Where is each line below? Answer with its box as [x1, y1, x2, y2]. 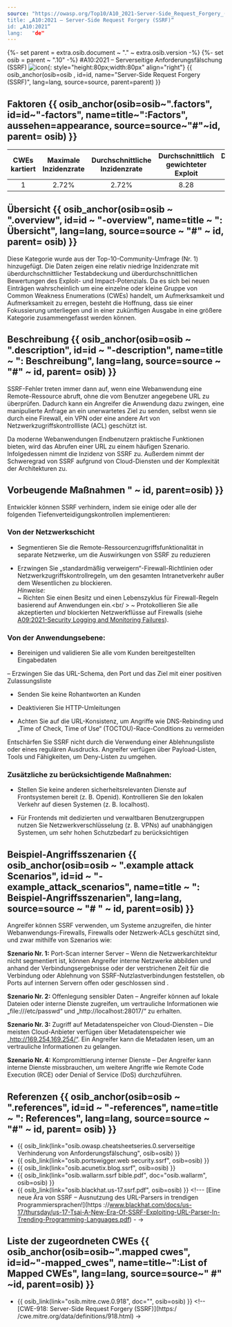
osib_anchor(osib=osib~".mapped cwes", [7, 1246, 191, 1258]
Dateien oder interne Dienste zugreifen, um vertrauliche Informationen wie [7, 1000, 219, 1008]
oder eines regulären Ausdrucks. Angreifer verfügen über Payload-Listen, [7, 745, 217, 754]
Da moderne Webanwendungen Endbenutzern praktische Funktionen [7, 435, 204, 443]
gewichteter [165, 160, 207, 170]
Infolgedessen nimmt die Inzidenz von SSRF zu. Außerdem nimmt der [7, 449, 205, 458]
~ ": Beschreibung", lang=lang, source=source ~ [7, 355, 222, 367]
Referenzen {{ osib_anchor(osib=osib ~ [7, 1091, 181, 1102]
